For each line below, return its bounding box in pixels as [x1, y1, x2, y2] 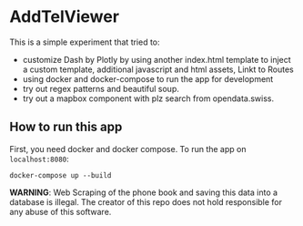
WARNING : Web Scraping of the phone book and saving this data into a [9, 187, 278, 198]
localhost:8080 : [9, 153, 70, 164]
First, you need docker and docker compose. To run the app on [9, 143, 247, 154]
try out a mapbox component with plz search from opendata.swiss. [22, 93, 275, 104]
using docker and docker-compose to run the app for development [22, 73, 274, 84]
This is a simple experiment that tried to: [9, 36, 161, 47]
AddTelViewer [9, 6, 120, 27]
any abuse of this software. [9, 206, 112, 217]
